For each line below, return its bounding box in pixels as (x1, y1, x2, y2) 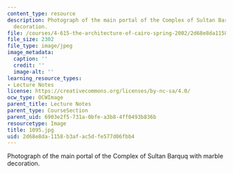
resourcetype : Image (7, 120, 67, 127)
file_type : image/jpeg (7, 42, 73, 49)
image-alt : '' (13, 68, 54, 75)
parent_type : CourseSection (7, 107, 89, 114)
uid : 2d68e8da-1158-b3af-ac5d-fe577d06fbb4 (7, 133, 135, 140)
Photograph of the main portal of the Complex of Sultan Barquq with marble (7, 152, 224, 160)
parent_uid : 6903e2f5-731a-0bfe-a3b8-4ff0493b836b (7, 113, 157, 120)
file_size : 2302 (7, 36, 54, 43)
